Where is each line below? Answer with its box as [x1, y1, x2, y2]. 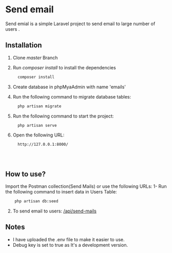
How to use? [5, 169, 46, 178]
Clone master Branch [12, 54, 58, 61]
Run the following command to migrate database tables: [12, 93, 131, 100]
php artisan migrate [17, 104, 62, 109]
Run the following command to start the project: [12, 113, 114, 119]
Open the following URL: [12, 132, 65, 138]
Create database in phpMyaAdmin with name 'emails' [12, 84, 126, 90]
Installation [5, 41, 42, 50]
